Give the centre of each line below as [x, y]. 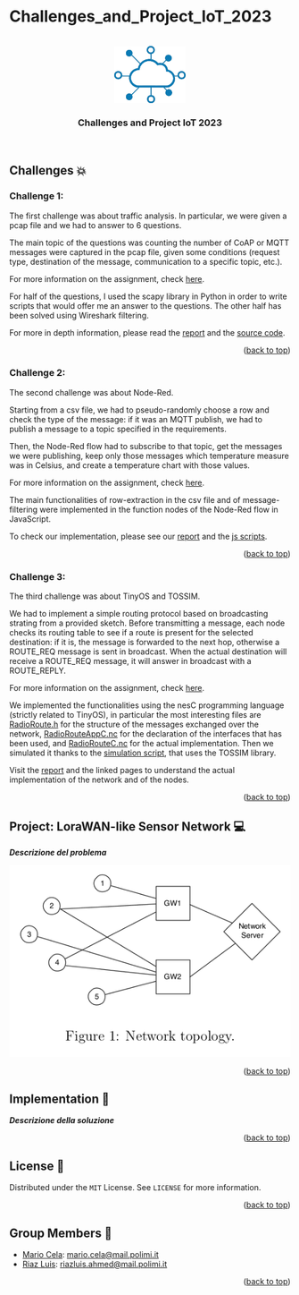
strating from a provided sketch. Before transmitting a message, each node [147, 623]
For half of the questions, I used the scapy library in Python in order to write [148, 296]
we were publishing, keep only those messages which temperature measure [149, 456]
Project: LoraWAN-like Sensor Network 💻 [128, 826]
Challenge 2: [37, 373]
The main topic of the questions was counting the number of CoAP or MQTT [149, 243]
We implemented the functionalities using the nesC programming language [147, 705]
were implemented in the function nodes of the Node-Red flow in [159, 509]
